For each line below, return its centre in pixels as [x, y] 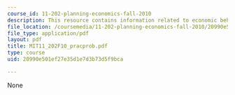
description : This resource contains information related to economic [112, 20]
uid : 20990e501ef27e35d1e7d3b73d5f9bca [65, 59]
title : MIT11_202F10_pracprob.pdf [58, 46]
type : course [26, 53]
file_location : [29, 27]
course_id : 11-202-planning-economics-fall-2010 [79, 14]
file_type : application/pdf [48, 33]
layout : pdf [24, 40]
